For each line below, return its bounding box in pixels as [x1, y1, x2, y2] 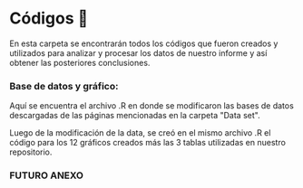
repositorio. [9, 146, 53, 157]
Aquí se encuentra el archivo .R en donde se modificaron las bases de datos [9, 100, 295, 111]
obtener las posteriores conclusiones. [9, 57, 151, 68]
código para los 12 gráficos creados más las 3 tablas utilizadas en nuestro [9, 137, 286, 148]
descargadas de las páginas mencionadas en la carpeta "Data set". [9, 110, 260, 121]
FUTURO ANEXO [9, 169, 84, 182]
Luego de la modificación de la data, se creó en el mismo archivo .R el [9, 127, 271, 138]
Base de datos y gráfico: [9, 80, 119, 92]
